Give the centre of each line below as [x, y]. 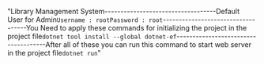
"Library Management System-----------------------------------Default [124, 11]
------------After [35, 45]
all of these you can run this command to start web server [157, 45]
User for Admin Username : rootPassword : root [85, 20]
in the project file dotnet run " [54, 53]
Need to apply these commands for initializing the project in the [143, 28]
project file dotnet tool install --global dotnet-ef [92, 36]
